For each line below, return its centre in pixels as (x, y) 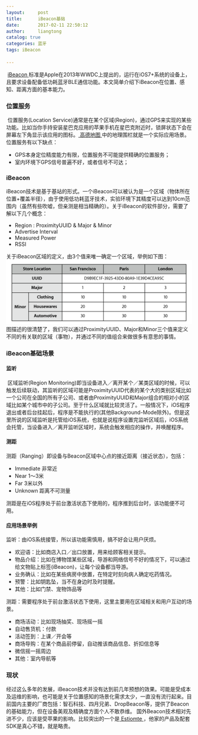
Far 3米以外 (29, 483)
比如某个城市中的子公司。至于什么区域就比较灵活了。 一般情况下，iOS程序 (100, 404)
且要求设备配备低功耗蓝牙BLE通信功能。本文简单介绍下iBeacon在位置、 (93, 82)
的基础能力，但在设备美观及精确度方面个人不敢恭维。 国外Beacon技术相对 (96, 711)
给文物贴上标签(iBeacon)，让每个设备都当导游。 (73, 567)
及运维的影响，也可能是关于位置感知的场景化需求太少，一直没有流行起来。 (96, 697)
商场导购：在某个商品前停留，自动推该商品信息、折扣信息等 (87, 644)
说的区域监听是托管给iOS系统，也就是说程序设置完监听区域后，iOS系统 (102, 419)
